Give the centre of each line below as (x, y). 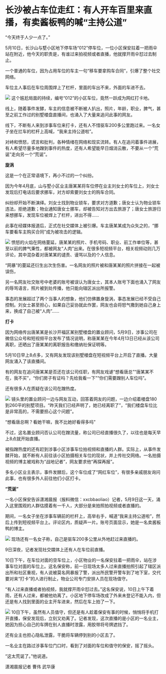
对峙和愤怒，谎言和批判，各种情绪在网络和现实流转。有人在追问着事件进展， (83, 142)
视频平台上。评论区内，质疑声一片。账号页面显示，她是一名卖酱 (91, 522)
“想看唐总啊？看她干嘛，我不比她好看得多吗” (50, 422)
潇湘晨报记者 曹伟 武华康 (30, 667)
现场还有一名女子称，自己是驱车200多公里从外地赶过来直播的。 (76, 539)
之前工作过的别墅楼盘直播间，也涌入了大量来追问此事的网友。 (72, 114)
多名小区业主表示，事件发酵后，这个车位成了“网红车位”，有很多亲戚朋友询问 (83, 472)
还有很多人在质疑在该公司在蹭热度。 (42, 388)
